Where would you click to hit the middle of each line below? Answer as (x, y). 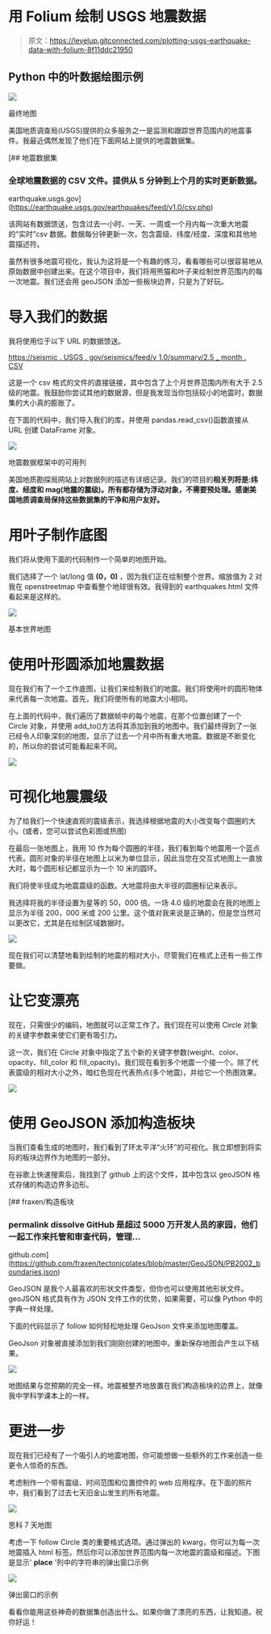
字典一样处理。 (33, 1308)
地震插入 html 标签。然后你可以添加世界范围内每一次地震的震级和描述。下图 (134, 1552)
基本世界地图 (29, 629)
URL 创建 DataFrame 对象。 (54, 430)
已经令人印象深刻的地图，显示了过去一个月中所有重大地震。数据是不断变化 (132, 735)
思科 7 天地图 (30, 1525)
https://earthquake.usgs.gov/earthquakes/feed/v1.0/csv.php (111, 208)
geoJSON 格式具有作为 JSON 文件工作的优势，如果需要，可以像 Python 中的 (135, 1299)
